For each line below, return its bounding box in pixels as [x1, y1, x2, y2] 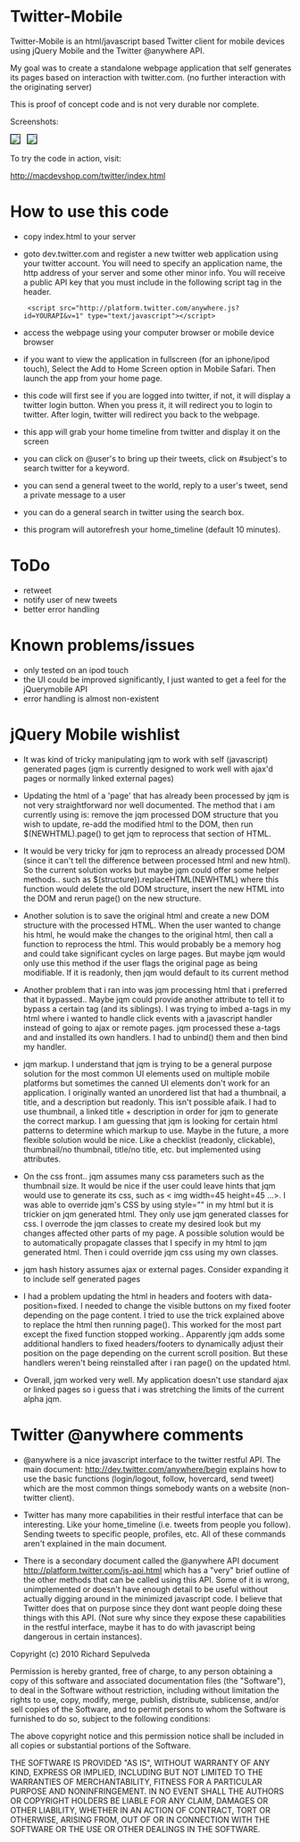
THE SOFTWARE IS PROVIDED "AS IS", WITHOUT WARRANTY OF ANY [10, 1757, 271, 1768]
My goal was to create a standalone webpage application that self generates [10, 63, 292, 73]
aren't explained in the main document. [22, 1538, 168, 1548]
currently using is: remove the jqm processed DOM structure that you [22, 809, 279, 820]
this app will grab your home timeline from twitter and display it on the [22, 426, 280, 437]
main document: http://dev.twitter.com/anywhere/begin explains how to [22, 1463, 287, 1474]
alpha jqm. [22, 1393, 62, 1404]
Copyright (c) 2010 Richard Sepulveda [10, 1648, 151, 1659]
